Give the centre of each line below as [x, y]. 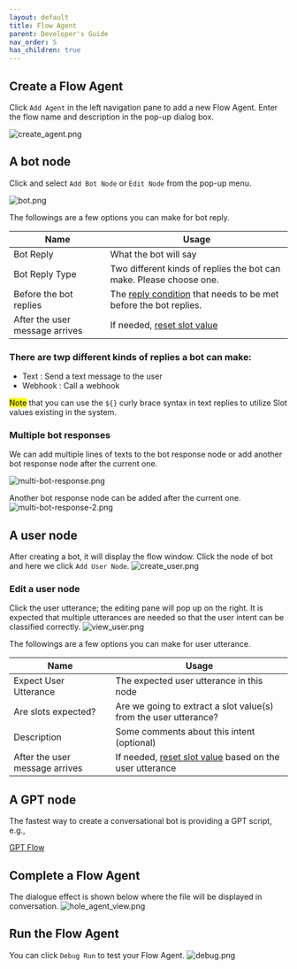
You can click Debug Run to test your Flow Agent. [97, 955]
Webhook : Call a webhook [71, 386]
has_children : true [45, 50]
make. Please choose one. [164, 280]
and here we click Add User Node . [69, 566]
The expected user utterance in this [189, 681]
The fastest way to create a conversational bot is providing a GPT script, [141, 821]
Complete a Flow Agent [75, 876]
